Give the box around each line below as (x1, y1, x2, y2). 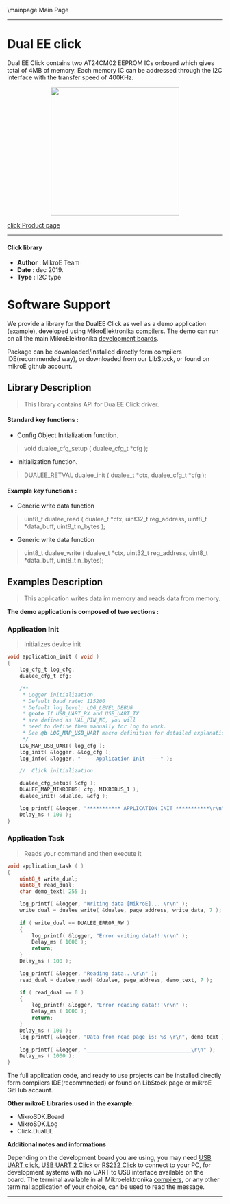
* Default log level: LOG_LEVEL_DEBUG (22, 704, 133, 711)
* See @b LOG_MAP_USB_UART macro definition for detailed (22, 730, 192, 737)
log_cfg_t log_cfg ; (19, 666, 75, 674)
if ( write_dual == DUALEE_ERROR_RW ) (19, 920, 130, 926)
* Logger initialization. (22, 691, 97, 698)
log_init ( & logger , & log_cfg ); (19, 748, 112, 756)
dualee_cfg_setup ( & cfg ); (19, 780, 97, 787)
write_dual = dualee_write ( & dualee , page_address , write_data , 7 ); (19, 907, 222, 914)
